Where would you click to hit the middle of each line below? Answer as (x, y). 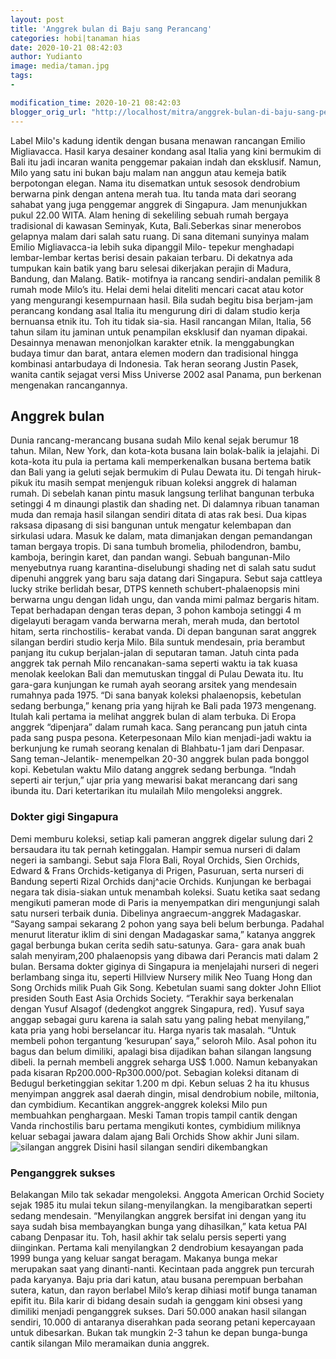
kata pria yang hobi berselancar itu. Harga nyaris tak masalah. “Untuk (153, 1030)
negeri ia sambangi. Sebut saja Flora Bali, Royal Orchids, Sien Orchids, (155, 860)
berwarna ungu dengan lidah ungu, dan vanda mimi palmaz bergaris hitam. (165, 600)
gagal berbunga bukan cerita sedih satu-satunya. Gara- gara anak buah (158, 945)
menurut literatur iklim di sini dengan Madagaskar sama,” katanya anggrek (163, 934)
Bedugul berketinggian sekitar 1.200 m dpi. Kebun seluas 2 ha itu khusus (160, 1083)
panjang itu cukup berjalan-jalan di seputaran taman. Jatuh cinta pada (155, 653)
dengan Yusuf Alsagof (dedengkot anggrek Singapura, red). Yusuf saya (157, 1008)
